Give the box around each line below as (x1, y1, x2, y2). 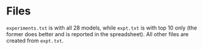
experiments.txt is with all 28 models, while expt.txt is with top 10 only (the (6, 24, 198, 31)
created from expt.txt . (6, 37, 64, 44)
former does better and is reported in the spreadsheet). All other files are (6, 30, 189, 37)
